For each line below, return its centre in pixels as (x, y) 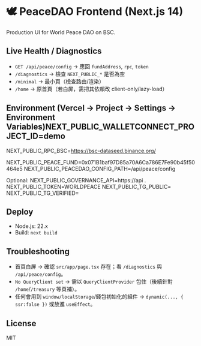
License (21, 324)
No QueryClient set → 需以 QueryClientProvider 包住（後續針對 (94, 282)
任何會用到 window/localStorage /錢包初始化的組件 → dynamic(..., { (99, 297)
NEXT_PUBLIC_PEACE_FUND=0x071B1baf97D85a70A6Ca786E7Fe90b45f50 (100, 162)
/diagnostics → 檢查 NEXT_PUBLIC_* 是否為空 (70, 74)
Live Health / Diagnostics (54, 51)
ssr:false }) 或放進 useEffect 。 (55, 304)
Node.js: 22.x (31, 226)
